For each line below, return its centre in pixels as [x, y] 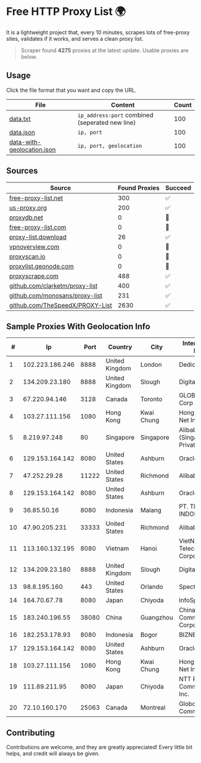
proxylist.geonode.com [42, 266]
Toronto [151, 399]
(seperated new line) [107, 122]
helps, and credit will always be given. [53, 753]
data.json [22, 132]
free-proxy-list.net [36, 198]
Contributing [31, 733]
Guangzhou [157, 618]
